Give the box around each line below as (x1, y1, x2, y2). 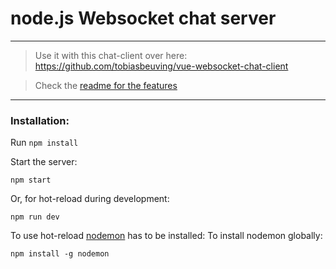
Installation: (10, 113, 70, 127)
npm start (10, 175, 52, 186)
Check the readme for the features (34, 79, 178, 91)
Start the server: (10, 156, 78, 168)
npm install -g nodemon (10, 249, 110, 259)
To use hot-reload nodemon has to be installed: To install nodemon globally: (10, 230, 323, 242)
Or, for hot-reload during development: (10, 193, 170, 205)
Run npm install (10, 137, 79, 149)
